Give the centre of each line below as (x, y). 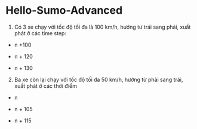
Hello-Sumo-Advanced (64, 10)
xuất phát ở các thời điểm (45, 86)
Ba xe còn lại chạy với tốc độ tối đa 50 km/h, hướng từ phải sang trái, (98, 79)
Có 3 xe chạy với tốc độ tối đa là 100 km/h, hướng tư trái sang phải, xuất (102, 27)
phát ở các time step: (40, 33)
